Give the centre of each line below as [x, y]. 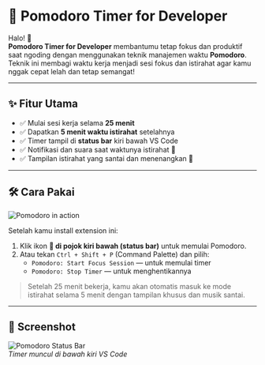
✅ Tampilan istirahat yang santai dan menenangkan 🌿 [106, 158]
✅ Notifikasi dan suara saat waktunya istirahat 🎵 [97, 149]
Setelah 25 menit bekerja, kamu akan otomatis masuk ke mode [129, 286]
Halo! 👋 [20, 38]
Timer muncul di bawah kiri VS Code [68, 354]
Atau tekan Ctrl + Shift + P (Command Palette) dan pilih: [114, 254]
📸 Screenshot [42, 327]
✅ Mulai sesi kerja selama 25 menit [77, 122]
